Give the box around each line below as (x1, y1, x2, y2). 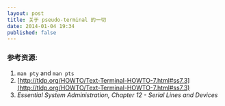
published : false (7, 29, 57, 36)
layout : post (7, 10, 44, 17)
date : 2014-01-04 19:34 (7, 23, 75, 29)
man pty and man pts (16, 69, 75, 77)
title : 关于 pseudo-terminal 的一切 (7, 16, 107, 23)
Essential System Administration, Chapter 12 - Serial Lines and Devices (16, 90, 218, 99)
